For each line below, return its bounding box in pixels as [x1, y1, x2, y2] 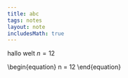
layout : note [7, 23, 46, 30]
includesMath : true [7, 30, 65, 37]
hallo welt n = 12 [7, 49, 55, 58]
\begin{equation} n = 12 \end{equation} [7, 63, 122, 71]
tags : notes [7, 17, 42, 24]
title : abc [7, 10, 39, 18]
